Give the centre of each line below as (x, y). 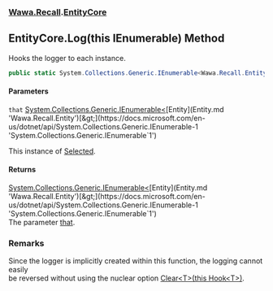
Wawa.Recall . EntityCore (58, 12)
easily (18, 270)
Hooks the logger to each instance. (67, 58)
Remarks (26, 243)
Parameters (28, 91)
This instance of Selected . (52, 151)
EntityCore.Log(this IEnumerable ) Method (117, 39)
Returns (22, 170)
